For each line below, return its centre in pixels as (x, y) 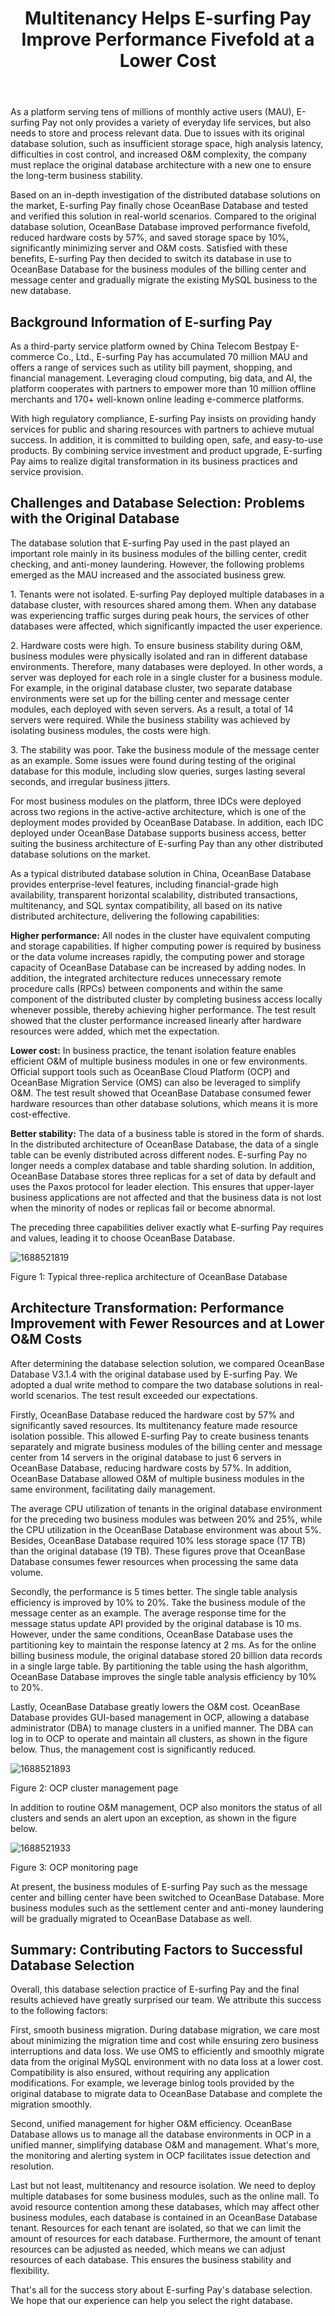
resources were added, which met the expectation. (115, 1031)
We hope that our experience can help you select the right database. (151, 2301)
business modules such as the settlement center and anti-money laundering (167, 1908)
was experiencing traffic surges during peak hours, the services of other (160, 615)
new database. (41, 291)
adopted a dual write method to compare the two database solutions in (156, 1384)
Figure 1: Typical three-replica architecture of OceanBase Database (149, 1276)
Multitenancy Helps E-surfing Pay (168, 18)
